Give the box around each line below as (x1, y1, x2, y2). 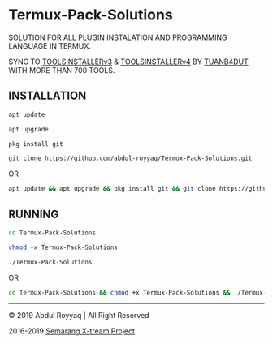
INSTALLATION (8, 89, 87, 103)
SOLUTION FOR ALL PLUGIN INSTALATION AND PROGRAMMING (8, 32, 227, 42)
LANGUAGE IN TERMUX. (8, 41, 92, 50)
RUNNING (8, 207, 59, 221)
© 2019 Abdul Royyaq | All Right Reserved (8, 311, 149, 320)
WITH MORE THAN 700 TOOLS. (8, 65, 115, 75)
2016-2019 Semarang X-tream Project (8, 326, 136, 336)
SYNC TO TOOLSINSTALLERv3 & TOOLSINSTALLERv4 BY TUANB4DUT (8, 57, 249, 67)
